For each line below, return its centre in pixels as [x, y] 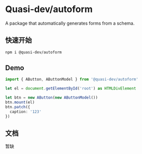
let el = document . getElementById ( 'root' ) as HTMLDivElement [71, 89]
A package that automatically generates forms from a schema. [70, 23]
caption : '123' [26, 112]
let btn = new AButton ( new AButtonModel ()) [52, 98]
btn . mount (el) [20, 102]
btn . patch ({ [18, 107]
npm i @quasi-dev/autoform [33, 52]
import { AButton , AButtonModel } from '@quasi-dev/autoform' [72, 80]
